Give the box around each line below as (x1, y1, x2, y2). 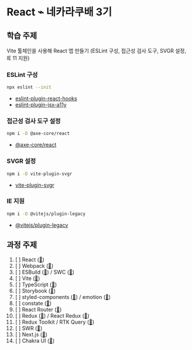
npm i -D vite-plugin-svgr (6, 171, 73, 177)
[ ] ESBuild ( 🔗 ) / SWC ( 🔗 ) (15, 268, 75, 275)
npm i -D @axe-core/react (6, 130, 70, 137)
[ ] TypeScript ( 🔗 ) (15, 281, 57, 288)
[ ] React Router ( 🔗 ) (15, 306, 62, 313)
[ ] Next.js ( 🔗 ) (15, 331, 47, 338)
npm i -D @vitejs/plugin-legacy (6, 211, 85, 217)
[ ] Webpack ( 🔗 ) (15, 262, 54, 269)
